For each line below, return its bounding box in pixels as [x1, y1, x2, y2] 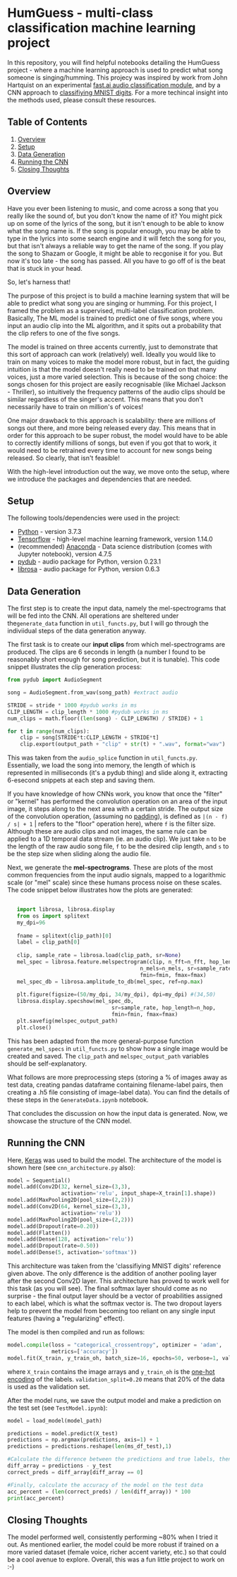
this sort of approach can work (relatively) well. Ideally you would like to [7, 350, 217, 358]
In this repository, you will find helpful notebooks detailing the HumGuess [7, 58, 220, 66]
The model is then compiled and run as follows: [7, 1328, 145, 1336]
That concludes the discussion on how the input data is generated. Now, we [7, 1109, 228, 1117]
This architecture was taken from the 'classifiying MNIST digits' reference [7, 1262, 221, 1270]
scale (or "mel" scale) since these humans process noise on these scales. [7, 878, 222, 887]
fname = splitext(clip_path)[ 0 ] [16, 932, 112, 939]
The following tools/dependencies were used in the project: [7, 513, 181, 523]
